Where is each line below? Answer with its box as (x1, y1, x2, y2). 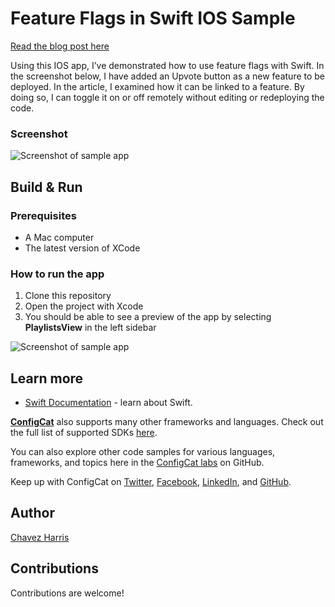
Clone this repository (24, 290, 112, 302)
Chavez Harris (10, 531, 70, 543)
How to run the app (10, 267, 105, 281)
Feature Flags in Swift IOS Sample (10, 7, 296, 30)
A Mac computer (24, 231, 95, 243)
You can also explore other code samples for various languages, (10, 446, 276, 458)
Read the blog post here (10, 40, 110, 52)
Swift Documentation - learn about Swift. (24, 397, 193, 409)
